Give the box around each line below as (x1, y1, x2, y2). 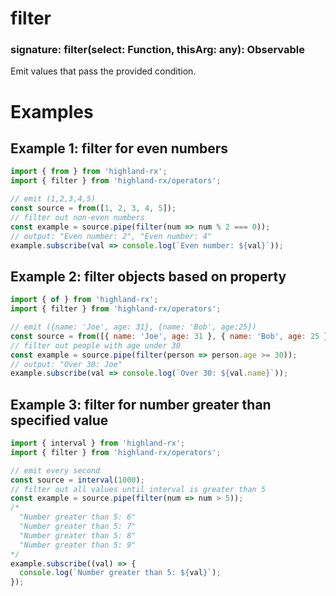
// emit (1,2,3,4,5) (10, 194, 97, 204)
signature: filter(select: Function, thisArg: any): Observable (10, 43, 305, 57)
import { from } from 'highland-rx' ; (10, 167, 168, 177)
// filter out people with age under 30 (10, 340, 182, 351)
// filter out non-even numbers (10, 212, 145, 222)
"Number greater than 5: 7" (19, 522, 137, 532)
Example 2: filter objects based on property (10, 268, 287, 285)
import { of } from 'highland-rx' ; (10, 295, 159, 305)
